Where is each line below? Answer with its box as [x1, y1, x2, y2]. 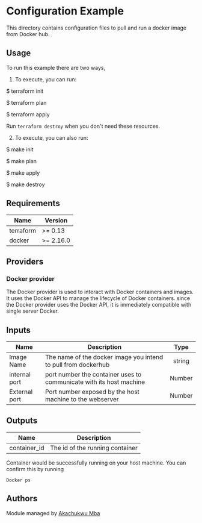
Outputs [6, 416, 38, 426]
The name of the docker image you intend [44, 353, 164, 362]
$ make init [6, 146, 34, 153]
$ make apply [6, 169, 40, 176]
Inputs [6, 325, 31, 335]
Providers [6, 256, 44, 266]
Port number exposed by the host [44, 387, 140, 396]
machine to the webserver [44, 395, 119, 404]
